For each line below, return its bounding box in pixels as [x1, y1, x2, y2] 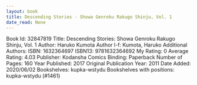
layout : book [6, 8, 38, 15]
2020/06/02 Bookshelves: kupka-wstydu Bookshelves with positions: [6, 66, 175, 73]
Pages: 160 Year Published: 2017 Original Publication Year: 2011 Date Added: [6, 60, 191, 67]
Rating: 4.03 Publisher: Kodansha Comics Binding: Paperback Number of [6, 54, 183, 61]
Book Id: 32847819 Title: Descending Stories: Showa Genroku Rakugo [6, 36, 175, 42]
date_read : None [6, 19, 46, 25]
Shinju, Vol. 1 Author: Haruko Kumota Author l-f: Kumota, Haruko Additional [6, 41, 188, 48]
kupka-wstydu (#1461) [6, 72, 61, 79]
